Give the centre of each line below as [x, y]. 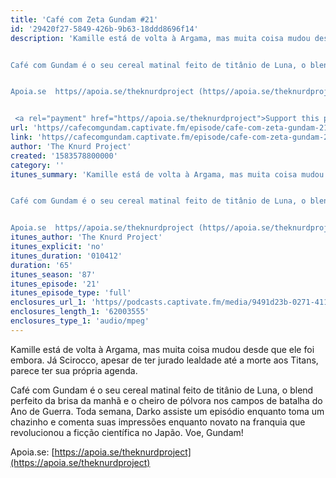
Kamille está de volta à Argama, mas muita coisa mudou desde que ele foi [162, 349]
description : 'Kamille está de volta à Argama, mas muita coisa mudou [160, 38]
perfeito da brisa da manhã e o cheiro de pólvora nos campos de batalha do [166, 400]
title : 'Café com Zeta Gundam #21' [84, 19]
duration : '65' [42, 265]
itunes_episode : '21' [55, 284]
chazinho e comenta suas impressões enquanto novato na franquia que [158, 422]
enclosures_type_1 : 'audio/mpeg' [80, 321]
